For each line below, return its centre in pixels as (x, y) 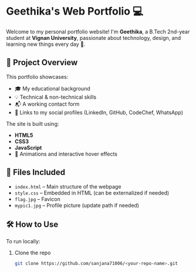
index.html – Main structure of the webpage (68, 186)
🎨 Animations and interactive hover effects (66, 154)
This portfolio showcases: (37, 76)
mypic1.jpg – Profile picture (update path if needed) (77, 205)
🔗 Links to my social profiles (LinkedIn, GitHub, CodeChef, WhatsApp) (99, 112)
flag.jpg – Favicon (37, 199)
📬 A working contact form (47, 104)
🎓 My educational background (52, 88)
